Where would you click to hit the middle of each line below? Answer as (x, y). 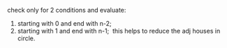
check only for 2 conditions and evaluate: (67, 10)
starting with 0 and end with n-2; (64, 23)
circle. (26, 38)
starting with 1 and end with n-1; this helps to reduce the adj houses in (119, 31)
